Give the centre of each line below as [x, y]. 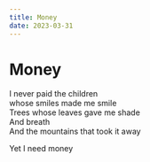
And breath [30, 122]
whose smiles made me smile [63, 104]
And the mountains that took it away [75, 131]
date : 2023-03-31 [41, 26]
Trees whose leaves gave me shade [75, 112]
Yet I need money [41, 149]
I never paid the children [54, 94]
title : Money [33, 17]
